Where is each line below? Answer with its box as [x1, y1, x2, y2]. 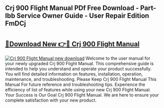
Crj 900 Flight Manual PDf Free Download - [5, 4, 139, 12]
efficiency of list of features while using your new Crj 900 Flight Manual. [5, 87, 151, 93]
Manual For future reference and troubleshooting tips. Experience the [5, 81, 146, 87]
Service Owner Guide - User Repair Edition [16, 12, 149, 20]
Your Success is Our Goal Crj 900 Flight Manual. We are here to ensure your [5, 92, 159, 98]
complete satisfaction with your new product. [5, 97, 97, 103]
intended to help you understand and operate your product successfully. [5, 66, 152, 72]
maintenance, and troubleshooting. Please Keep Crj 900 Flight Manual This [5, 76, 157, 82]
